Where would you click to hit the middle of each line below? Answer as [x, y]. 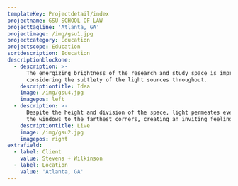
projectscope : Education [44, 47]
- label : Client [38, 152]
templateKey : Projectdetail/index [58, 14]
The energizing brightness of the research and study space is [121, 73]
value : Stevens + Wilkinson [61, 159]
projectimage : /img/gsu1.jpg [50, 34]
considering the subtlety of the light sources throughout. [117, 80]
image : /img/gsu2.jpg [52, 132]
